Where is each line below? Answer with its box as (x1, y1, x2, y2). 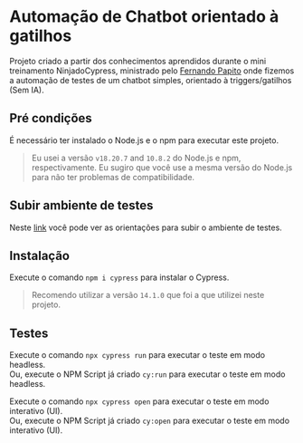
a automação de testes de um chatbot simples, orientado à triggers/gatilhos (9, 74, 292, 85)
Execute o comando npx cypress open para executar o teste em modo (9, 396, 270, 407)
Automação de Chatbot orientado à (9, 6, 279, 27)
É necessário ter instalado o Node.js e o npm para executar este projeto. (9, 134, 279, 146)
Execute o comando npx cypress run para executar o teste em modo (9, 350, 265, 361)
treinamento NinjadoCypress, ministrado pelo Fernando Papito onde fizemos (9, 65, 295, 76)
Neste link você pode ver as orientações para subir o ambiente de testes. (9, 222, 282, 233)
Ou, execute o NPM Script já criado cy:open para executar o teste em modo (9, 415, 290, 427)
